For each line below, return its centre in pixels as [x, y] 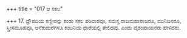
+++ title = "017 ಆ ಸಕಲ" [35, 9]
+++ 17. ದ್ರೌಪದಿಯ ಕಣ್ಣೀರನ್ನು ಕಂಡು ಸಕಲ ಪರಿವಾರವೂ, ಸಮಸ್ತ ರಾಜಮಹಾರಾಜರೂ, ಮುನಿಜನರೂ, [94, 21]
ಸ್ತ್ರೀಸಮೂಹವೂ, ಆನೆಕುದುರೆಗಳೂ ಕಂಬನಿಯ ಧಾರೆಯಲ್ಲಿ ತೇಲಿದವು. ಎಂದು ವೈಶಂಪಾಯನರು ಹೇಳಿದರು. [93, 27]
